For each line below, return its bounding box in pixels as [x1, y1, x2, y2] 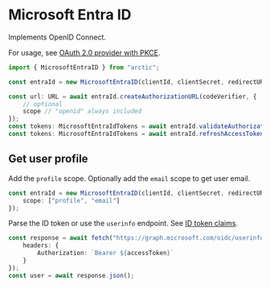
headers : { [22, 241, 59, 250]
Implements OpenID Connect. [8, 32, 107, 42]
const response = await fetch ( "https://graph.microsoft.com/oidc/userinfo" [8, 234, 268, 242]
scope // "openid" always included [22, 107, 142, 116]
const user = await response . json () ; [8, 271, 135, 279]
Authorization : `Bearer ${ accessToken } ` [37, 249, 174, 257]
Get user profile [8, 152, 88, 166]
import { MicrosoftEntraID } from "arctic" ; [8, 63, 160, 72]
